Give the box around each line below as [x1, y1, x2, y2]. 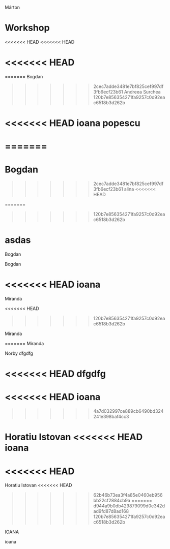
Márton [5, 5, 20, 10]
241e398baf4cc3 [93, 414, 129, 420]
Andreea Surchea [124, 88, 161, 95]
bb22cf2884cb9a [93, 498, 130, 504]
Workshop [5, 22, 50, 34]
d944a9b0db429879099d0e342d [93, 503, 165, 509]
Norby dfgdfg [5, 350, 34, 356]
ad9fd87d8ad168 [93, 508, 129, 514]
